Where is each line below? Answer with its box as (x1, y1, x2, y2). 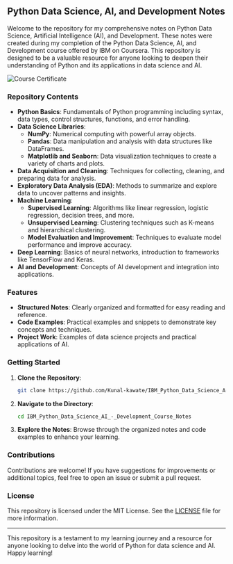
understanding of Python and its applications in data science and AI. (7, 61, 202, 69)
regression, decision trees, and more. (27, 211, 135, 220)
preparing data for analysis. (17, 174, 96, 183)
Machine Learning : (17, 196, 73, 204)
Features (7, 288, 38, 298)
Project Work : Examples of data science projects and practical (17, 333, 197, 341)
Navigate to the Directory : (17, 399, 94, 408)
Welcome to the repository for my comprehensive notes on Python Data (7, 24, 213, 32)
